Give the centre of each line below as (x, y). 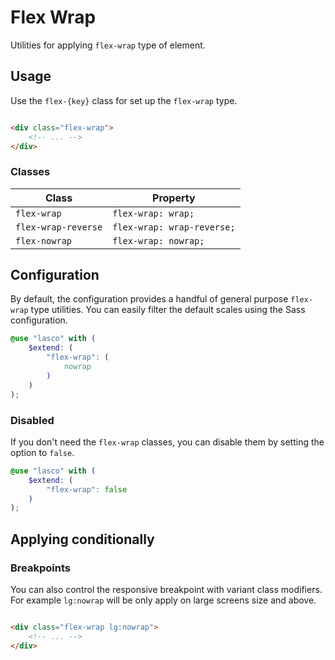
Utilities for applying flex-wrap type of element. (108, 45)
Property (174, 198)
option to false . (42, 452)
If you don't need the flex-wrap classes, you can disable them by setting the (167, 442)
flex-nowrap (44, 240)
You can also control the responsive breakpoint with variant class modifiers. (166, 589)
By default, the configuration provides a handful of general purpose (149, 299)
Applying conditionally (82, 539)
